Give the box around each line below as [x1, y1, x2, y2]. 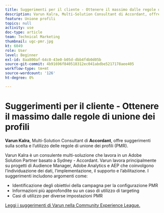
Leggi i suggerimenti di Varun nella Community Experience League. [5, 202, 141, 208]
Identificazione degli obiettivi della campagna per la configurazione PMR [12, 182, 158, 188]
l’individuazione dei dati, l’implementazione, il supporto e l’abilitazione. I [5, 168, 149, 173]
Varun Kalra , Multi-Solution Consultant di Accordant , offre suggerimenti [5, 137, 151, 143]
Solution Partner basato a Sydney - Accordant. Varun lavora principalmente [5, 157, 157, 163]
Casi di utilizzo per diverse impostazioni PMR [12, 192, 103, 198]
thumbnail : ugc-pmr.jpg [5, 39, 54, 44]
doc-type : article [5, 30, 42, 35]
